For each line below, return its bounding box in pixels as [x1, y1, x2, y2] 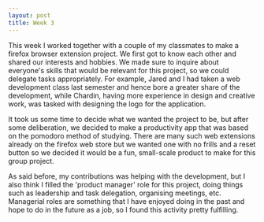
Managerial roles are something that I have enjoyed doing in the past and [8, 196, 245, 205]
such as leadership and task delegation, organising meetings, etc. [8, 188, 222, 198]
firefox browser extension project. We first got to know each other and [8, 49, 236, 58]
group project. [8, 156, 54, 165]
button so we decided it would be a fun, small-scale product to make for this [8, 147, 256, 157]
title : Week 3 [8, 19, 55, 27]
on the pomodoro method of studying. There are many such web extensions [8, 131, 256, 140]
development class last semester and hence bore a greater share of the [8, 82, 240, 91]
